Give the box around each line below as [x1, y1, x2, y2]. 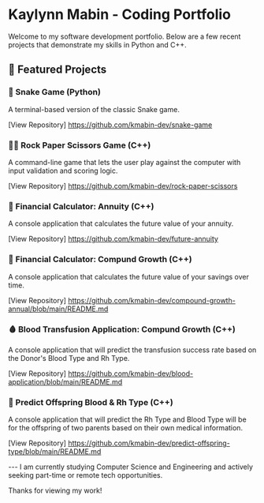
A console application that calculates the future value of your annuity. [8, 219, 234, 228]
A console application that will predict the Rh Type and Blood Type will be [8, 415, 247, 424]
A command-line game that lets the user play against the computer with [8, 157, 241, 167]
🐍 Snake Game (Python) [8, 87, 101, 98]
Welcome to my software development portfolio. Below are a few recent [8, 32, 241, 41]
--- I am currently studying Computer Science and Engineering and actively [8, 462, 254, 471]
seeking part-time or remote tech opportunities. [8, 471, 163, 480]
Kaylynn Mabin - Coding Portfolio [8, 6, 231, 24]
